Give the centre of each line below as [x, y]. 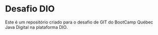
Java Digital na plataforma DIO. [36, 27]
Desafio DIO [30, 9]
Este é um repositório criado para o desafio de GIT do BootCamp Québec [79, 22]
